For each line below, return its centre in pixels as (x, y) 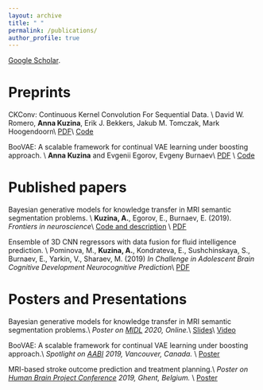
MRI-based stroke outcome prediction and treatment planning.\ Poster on (128, 369)
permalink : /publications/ (53, 30)
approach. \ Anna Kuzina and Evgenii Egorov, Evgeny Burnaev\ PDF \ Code (132, 155)
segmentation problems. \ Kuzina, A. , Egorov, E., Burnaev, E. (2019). (120, 218)
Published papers (68, 187)
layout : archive (35, 16)
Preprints (40, 93)
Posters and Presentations (98, 300)
